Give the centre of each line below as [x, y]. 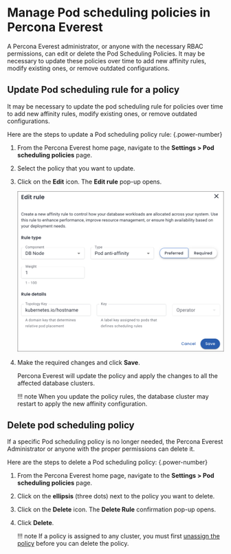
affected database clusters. [56, 383]
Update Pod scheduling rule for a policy [93, 90]
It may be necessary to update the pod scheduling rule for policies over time [115, 106]
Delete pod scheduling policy [71, 425]
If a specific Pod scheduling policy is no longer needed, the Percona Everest [115, 442]
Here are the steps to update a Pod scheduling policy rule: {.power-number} [115, 134]
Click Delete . [35, 523]
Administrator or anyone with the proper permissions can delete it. [101, 449]
